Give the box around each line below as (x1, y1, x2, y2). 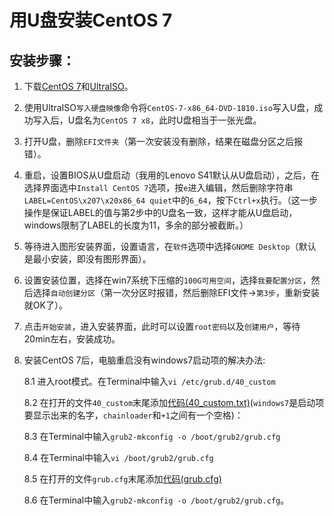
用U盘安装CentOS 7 (9, 9, 173, 32)
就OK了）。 (23, 299, 68, 311)
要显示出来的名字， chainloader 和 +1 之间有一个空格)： (23, 409, 244, 421)
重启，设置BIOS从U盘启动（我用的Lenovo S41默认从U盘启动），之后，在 (23, 169, 321, 181)
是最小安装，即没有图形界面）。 (23, 253, 152, 265)
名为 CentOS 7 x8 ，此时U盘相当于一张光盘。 (83, 114, 262, 126)
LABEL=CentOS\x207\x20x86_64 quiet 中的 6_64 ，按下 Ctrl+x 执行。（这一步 (23, 194, 318, 206)
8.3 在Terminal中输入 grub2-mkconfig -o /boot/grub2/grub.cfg (23, 431, 281, 442)
